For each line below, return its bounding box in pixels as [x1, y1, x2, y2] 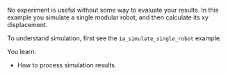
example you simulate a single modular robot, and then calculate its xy [7, 13, 209, 22]
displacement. [7, 21, 48, 28]
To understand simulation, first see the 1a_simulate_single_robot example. [7, 34, 222, 42]
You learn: [7, 48, 37, 56]
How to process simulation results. [17, 61, 117, 69]
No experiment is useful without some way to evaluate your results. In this [7, 6, 219, 14]
